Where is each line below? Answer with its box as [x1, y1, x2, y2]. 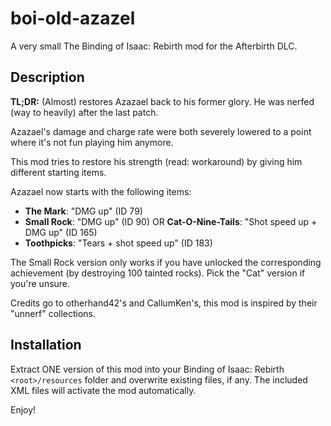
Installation [10, 337, 82, 354]
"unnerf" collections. [10, 307, 97, 319]
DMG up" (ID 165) [24, 226, 98, 238]
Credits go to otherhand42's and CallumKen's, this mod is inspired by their [10, 297, 318, 309]
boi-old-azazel [10, 7, 136, 30]
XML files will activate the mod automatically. [10, 384, 197, 396]
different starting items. [10, 166, 107, 178]
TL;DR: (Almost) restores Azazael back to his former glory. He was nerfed [10, 95, 315, 107]
